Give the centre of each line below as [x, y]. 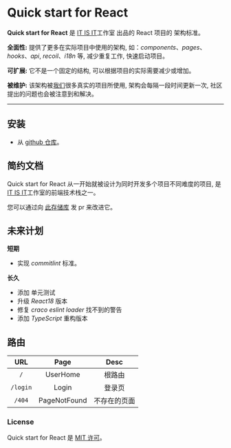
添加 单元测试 [36, 293]
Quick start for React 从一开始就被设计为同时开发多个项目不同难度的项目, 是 [114, 183]
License [21, 422]
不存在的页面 [114, 401]
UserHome [63, 375]
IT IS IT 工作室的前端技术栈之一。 [53, 192]
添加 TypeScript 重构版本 [52, 318]
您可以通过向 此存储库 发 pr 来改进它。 [62, 207]
